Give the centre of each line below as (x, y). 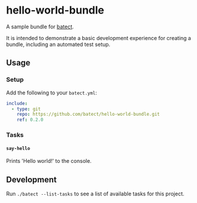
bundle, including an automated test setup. (58, 44)
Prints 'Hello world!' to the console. (49, 161)
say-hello (18, 148)
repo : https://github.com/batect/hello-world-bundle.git (88, 114)
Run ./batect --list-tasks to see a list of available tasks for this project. (95, 194)
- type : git (26, 109)
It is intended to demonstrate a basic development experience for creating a (98, 38)
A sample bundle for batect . (40, 27)
